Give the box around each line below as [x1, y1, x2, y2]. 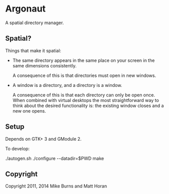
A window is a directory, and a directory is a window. [12, 82, 123, 88]
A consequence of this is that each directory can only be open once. [12, 91, 155, 98]
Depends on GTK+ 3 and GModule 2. [5, 136, 82, 142]
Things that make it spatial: [5, 47, 62, 53]
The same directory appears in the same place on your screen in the [12, 57, 155, 63]
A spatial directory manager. [5, 20, 64, 26]
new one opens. [12, 108, 46, 114]
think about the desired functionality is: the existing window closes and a [12, 103, 164, 109]
